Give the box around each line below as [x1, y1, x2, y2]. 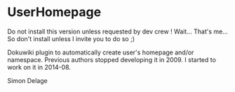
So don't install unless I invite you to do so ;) [7, 34, 135, 43]
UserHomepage [7, 4, 102, 20]
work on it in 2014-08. [7, 63, 72, 71]
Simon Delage [7, 76, 48, 84]
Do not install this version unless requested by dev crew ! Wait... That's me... [7, 27, 228, 36]
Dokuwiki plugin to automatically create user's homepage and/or [7, 48, 194, 56]
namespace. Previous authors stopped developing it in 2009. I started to [7, 55, 216, 63]
